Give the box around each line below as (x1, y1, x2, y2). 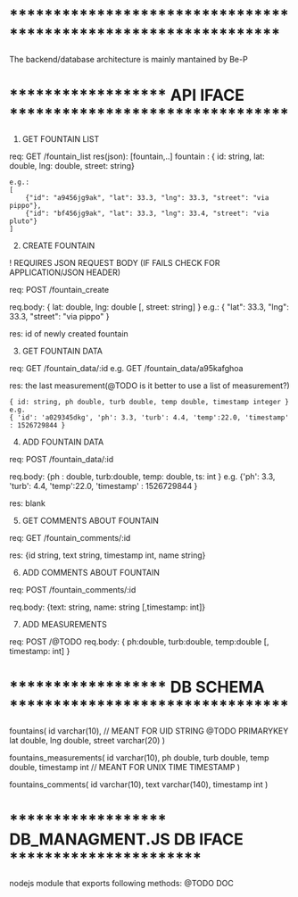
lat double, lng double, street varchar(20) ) (9, 735, 166, 745)
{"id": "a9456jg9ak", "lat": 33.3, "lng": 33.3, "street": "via (25, 193, 269, 202)
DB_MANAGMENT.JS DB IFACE (9, 829, 244, 849)
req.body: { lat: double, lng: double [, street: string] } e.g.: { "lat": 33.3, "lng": (9, 301, 290, 312)
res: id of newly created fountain (9, 328, 129, 339)
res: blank (9, 497, 46, 509)
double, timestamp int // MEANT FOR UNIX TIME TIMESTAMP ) (9, 761, 241, 772)
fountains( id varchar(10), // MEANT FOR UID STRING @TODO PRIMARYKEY (9, 725, 289, 736)
